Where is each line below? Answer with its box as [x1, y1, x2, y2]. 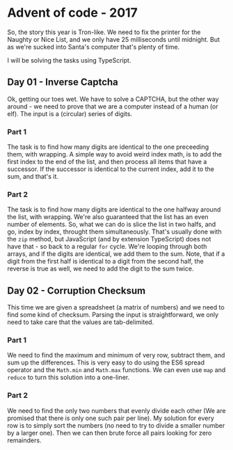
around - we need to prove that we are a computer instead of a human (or [7, 102, 218, 111]
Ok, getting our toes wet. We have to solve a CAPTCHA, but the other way [7, 95, 219, 103]
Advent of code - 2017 [7, 5, 138, 21]
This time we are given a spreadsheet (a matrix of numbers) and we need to [7, 303, 225, 312]
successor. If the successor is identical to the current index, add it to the [7, 165, 214, 173]
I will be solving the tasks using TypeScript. [7, 56, 131, 64]
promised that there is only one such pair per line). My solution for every [7, 414, 214, 422]
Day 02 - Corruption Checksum [7, 284, 146, 296]
